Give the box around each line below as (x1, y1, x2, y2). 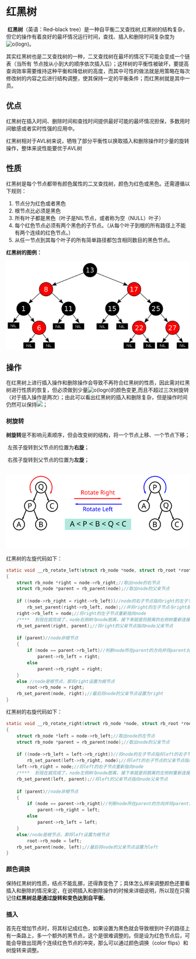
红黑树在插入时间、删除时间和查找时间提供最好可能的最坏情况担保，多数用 (6, 118, 185, 125)
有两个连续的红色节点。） (14, 229, 74, 236)
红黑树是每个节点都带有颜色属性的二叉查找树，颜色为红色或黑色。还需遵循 (6, 180, 185, 187)
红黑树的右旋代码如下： (6, 709, 62, 716)
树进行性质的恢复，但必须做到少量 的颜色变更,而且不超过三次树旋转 (6, 386, 190, 393)
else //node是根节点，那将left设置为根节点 (16, 831, 110, 837)
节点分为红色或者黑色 (14, 200, 66, 207)
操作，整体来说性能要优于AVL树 (6, 145, 83, 152)
